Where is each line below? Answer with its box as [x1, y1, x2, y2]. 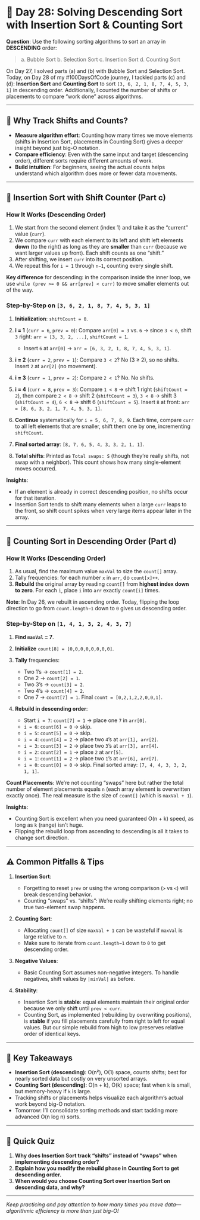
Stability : [14, 986, 38, 994]
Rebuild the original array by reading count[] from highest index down [14, 580, 189, 588]
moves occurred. [14, 464, 57, 472]
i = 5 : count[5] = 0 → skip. [23, 729, 92, 736]
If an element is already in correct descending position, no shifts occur [14, 488, 189, 495]
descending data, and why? [14, 1184, 85, 1191]
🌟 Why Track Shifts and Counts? [6, 116, 129, 126]
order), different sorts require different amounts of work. [14, 157, 154, 164]
